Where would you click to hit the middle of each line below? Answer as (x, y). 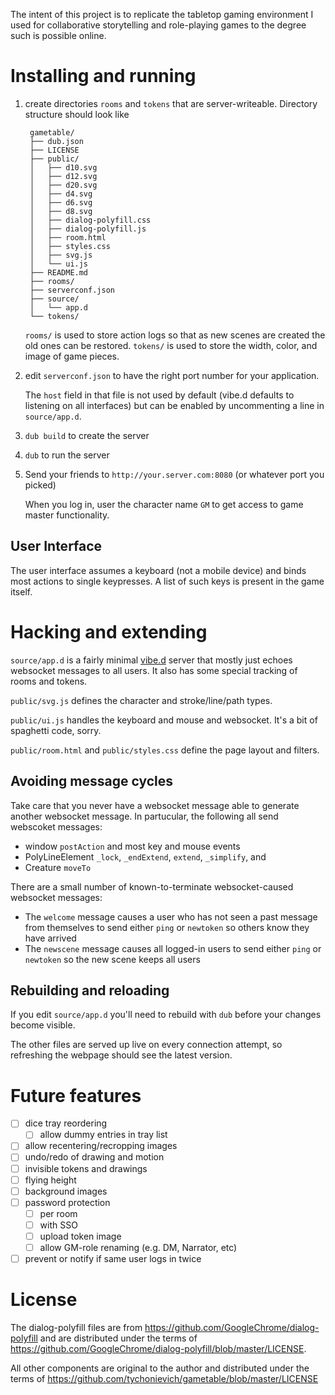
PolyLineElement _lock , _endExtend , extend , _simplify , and (145, 856)
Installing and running (103, 76)
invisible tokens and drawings (86, 1168)
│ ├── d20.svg (63, 185)
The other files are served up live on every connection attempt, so (146, 1045)
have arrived (50, 938)
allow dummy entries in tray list (103, 1135)
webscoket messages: (56, 826)
